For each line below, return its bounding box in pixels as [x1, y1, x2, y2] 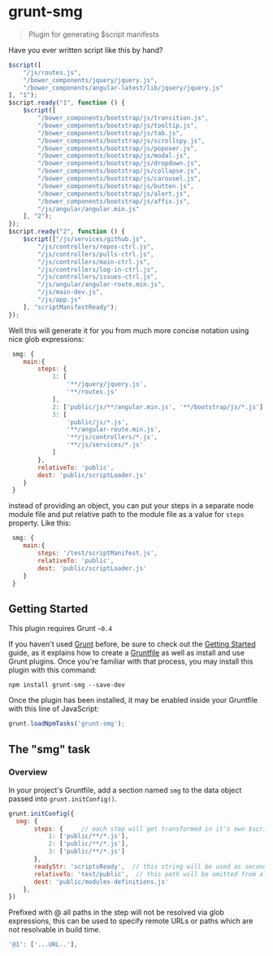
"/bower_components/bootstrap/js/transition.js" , [37, 114, 209, 122]
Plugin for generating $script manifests [28, 29, 160, 39]
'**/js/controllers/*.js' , [66, 433, 158, 441]
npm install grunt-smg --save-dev [8, 681, 126, 690]
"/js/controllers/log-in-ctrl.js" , [37, 265, 158, 274]
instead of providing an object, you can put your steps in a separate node [8, 501, 254, 511]
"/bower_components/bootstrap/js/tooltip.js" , [37, 121, 198, 129]
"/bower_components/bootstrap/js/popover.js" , [37, 144, 198, 152]
